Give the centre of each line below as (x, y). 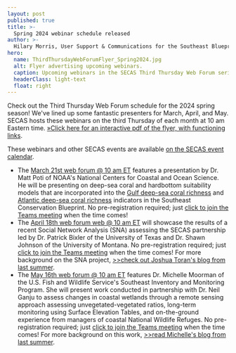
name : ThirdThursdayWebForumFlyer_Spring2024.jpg (87, 60)
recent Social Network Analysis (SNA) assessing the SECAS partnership (122, 230)
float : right (33, 86)
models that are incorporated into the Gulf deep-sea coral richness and (120, 193)
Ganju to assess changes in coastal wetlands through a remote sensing (120, 297)
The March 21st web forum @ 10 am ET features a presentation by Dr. (118, 170)
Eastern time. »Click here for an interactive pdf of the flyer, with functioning (116, 128)
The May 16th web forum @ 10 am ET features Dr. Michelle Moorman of (121, 275)
